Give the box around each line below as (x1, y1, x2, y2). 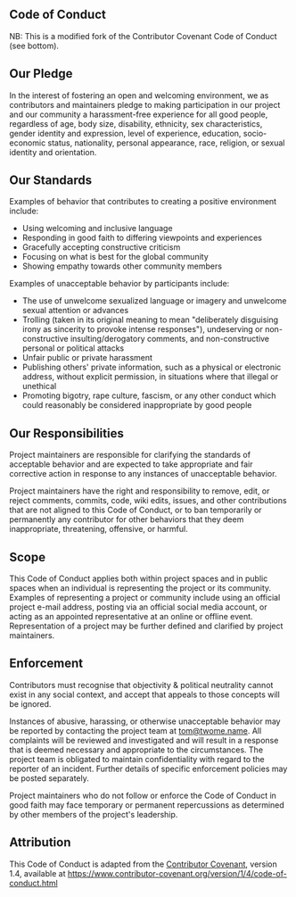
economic (9, 137, 46, 148)
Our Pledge (9, 66, 73, 81)
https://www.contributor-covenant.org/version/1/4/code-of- (67, 868, 287, 878)
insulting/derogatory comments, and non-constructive (70, 334, 270, 345)
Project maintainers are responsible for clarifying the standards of (9, 450, 251, 461)
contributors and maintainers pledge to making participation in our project (9, 99, 281, 110)
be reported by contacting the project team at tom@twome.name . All (9, 725, 262, 735)
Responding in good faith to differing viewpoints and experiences (21, 232, 263, 244)
